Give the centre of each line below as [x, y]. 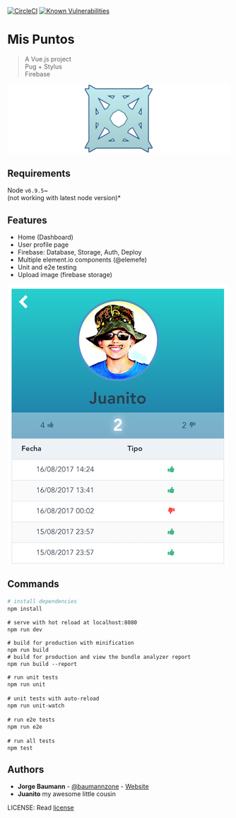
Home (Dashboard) [46, 238]
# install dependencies [42, 601]
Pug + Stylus [43, 66]
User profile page [43, 245]
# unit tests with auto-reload [53, 699]
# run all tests [31, 741]
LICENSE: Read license [41, 808]
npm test [20, 748]
